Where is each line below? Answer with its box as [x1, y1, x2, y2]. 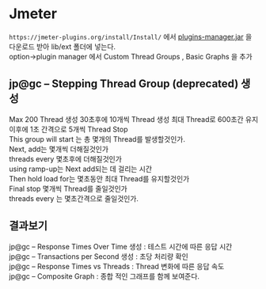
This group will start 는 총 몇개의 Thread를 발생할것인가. [9, 134, 185, 143]
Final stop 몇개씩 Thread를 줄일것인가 [9, 184, 127, 193]
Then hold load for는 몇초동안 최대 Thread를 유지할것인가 [9, 173, 190, 183]
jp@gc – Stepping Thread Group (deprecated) [9, 77, 239, 91]
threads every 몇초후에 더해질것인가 [9, 154, 122, 163]
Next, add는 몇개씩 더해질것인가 [9, 144, 109, 154]
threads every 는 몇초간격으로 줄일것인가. [9, 193, 139, 203]
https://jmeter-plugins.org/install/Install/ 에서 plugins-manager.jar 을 [9, 32, 253, 41]
